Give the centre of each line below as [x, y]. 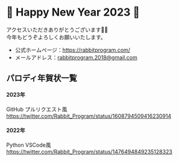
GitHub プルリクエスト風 [37, 109]
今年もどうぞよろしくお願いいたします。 [56, 37]
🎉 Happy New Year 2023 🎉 [73, 12]
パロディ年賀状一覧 [42, 78]
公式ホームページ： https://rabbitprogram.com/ [73, 50]
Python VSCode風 [29, 145]
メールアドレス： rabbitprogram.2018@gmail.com [76, 57]
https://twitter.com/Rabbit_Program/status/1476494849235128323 [89, 151]
